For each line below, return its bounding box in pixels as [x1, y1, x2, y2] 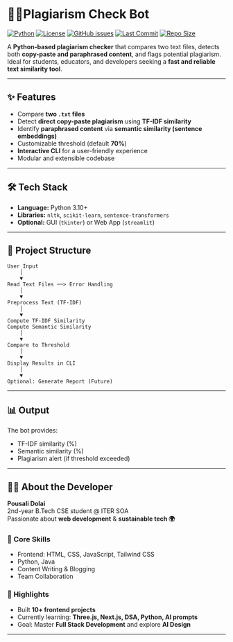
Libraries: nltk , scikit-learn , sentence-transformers [17, 211, 170, 219]
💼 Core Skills [7, 534, 51, 544]
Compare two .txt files [17, 110, 85, 118]
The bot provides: [7, 426, 58, 435]
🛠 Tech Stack [7, 182, 68, 193]
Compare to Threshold [7, 342, 70, 349]
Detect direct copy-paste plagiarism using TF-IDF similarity [17, 117, 192, 125]
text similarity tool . [7, 64, 62, 73]
